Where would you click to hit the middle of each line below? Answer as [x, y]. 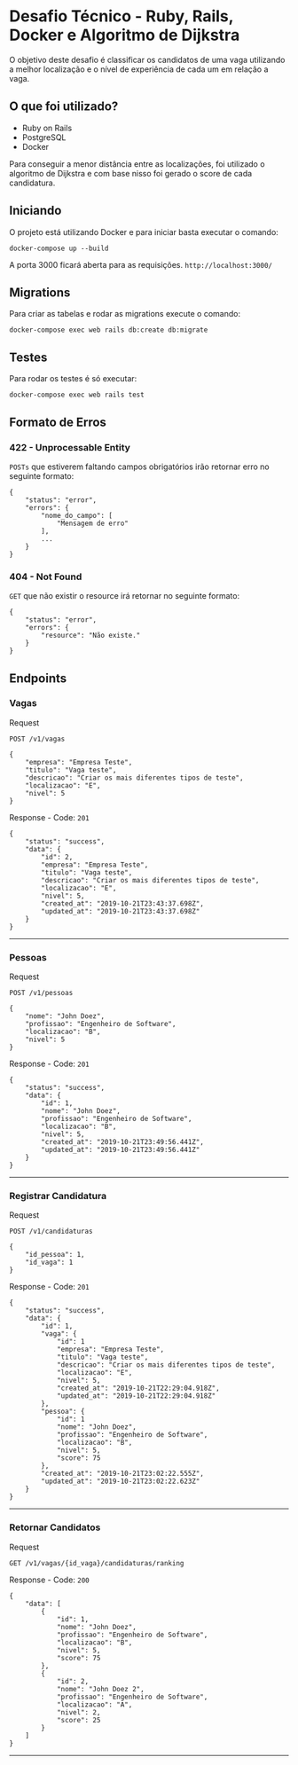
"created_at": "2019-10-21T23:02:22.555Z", [122, 1474]
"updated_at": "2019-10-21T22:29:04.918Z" [136, 1396]
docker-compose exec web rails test [77, 395]
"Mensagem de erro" [92, 523]
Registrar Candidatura [58, 1196]
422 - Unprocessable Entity [70, 447]
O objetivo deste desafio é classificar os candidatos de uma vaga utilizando [147, 59]
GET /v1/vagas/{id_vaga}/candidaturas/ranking [97, 1563]
